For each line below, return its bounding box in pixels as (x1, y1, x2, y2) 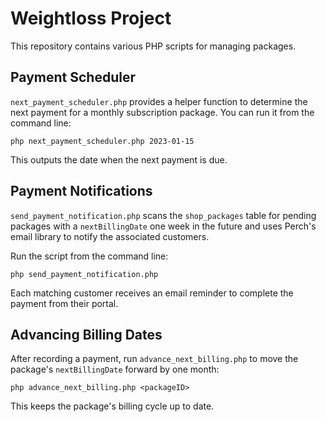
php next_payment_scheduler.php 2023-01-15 (10, 136, 195, 146)
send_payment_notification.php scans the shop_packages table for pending (10, 209, 317, 221)
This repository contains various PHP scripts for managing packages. (10, 40, 297, 52)
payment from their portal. (10, 297, 119, 309)
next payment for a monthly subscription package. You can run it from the (10, 106, 315, 118)
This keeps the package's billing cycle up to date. (10, 400, 215, 412)
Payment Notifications (10, 183, 153, 200)
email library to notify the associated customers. (10, 230, 210, 242)
